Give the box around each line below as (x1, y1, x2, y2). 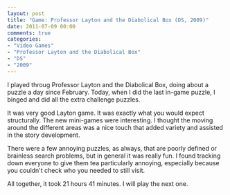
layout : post (7, 10, 45, 17)
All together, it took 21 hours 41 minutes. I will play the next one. (7, 179, 188, 187)
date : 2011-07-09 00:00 (7, 23, 76, 30)
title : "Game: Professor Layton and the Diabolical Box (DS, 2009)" (7, 17, 209, 24)
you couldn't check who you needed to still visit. (7, 166, 145, 174)
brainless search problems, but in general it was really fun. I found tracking (7, 151, 221, 160)
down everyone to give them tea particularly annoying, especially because (7, 158, 220, 167)
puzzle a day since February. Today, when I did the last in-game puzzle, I (7, 88, 216, 96)
